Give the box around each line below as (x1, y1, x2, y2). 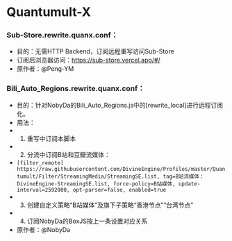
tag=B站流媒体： (163, 173, 205, 180)
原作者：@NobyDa (16, 225, 71, 233)
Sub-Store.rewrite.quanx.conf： (6, 31, 119, 40)
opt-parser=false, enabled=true (72, 186, 167, 193)
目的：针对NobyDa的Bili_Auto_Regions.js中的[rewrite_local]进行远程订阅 (16, 101, 224, 109)
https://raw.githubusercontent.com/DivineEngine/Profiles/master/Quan (16, 165, 226, 172)
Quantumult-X (6, 4, 91, 20)
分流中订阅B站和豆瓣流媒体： (26, 150, 110, 158)
